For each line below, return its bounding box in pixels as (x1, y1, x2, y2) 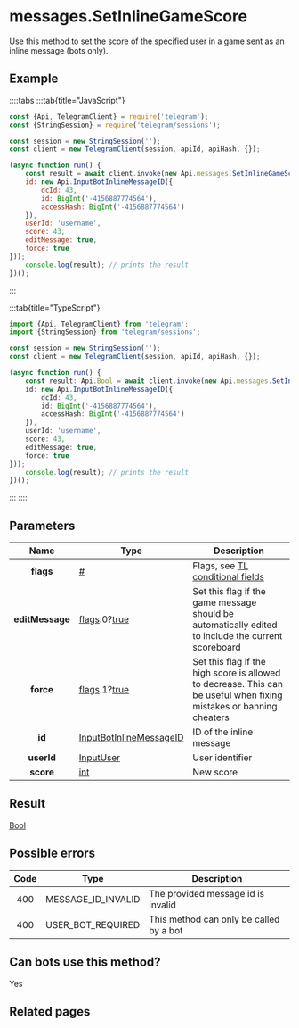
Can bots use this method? (9, 955, 162, 970)
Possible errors (9, 846, 96, 861)
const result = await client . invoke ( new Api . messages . (25, 170, 233, 178)
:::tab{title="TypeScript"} (9, 302, 101, 313)
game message (192, 596, 257, 609)
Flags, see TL (192, 560, 249, 572)
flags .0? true (78, 613, 130, 626)
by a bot (149, 924, 183, 936)
